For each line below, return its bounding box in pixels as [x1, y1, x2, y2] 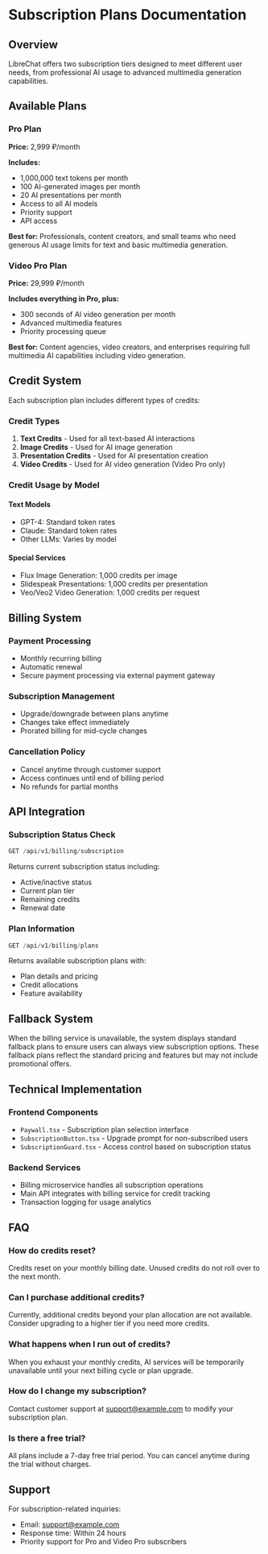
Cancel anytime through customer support [19, 765, 161, 774]
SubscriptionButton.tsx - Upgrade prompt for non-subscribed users [19, 1133, 249, 1143]
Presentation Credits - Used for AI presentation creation [19, 451, 208, 460]
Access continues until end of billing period [19, 773, 164, 782]
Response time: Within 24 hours [19, 1527, 126, 1538]
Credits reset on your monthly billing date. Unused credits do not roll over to [8, 1263, 260, 1272]
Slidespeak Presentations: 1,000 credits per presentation [19, 579, 208, 589]
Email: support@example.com [19, 1519, 120, 1529]
